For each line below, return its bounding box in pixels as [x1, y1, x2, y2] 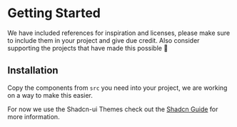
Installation [7, 64, 59, 76]
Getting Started [7, 5, 101, 21]
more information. [7, 112, 60, 121]
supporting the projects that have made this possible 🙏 [7, 44, 168, 52]
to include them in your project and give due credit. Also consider [7, 36, 200, 44]
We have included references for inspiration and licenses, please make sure [7, 29, 231, 37]
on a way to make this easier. [7, 91, 93, 99]
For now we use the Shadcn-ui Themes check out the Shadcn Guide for [7, 105, 218, 113]
